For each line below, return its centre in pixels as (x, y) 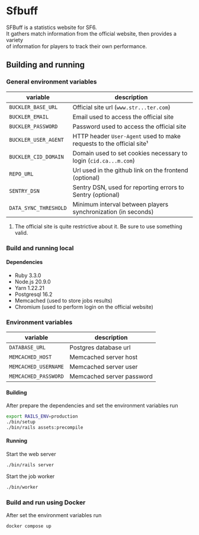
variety (15, 40)
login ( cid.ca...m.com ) (104, 160)
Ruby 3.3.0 (28, 275)
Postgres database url (100, 348)
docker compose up (29, 526)
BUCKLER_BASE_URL (33, 107)
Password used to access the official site (129, 126)
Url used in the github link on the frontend (130, 170)
